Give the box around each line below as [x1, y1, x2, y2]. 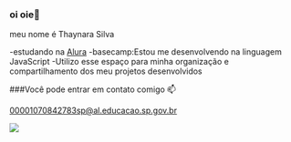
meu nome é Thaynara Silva [9, 29, 115, 40]
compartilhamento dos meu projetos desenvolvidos [9, 66, 203, 76]
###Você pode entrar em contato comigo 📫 [9, 84, 176, 95]
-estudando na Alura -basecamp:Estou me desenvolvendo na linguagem [9, 46, 283, 57]
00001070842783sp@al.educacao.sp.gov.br [9, 105, 178, 117]
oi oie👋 [9, 8, 41, 21]
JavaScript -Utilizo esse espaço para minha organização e [9, 56, 230, 67]
